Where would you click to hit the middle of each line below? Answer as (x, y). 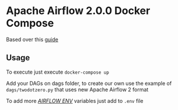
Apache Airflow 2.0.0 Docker (78, 11)
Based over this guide (32, 39)
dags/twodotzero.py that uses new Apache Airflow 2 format (77, 90)
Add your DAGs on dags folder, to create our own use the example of (89, 83)
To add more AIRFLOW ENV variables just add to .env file (75, 101)
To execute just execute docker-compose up (57, 72)
